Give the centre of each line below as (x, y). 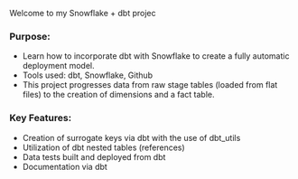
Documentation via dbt (65, 166)
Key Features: (41, 118)
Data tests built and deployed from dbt (94, 156)
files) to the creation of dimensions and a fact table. (118, 95)
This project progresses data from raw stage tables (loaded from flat (150, 85)
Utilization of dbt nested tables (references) (103, 147)
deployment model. (58, 66)
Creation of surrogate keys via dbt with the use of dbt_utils (131, 137)
